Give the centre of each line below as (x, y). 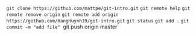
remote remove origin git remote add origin (62, 15)
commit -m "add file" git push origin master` (63, 27)
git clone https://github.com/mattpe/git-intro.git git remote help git (98, 8)
